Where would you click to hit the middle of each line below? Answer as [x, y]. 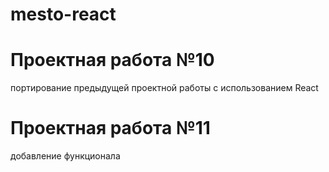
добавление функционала [65, 156]
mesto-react [63, 14]
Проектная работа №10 [112, 60]
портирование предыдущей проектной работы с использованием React [164, 88]
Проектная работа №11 [110, 128]
